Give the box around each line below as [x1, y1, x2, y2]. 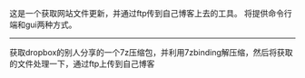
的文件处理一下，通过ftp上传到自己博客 [9, 58, 155, 69]
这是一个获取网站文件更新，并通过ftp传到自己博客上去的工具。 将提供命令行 [9, 8, 292, 18]
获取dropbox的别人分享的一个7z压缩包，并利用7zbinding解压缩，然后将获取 [9, 47, 293, 57]
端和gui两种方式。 [9, 19, 77, 30]
